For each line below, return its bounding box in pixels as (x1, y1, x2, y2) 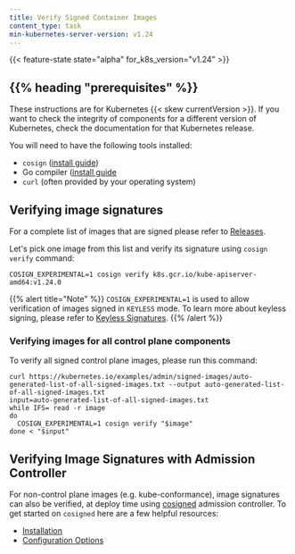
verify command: (9, 253, 75, 264)
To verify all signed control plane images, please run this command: (9, 355, 258, 366)
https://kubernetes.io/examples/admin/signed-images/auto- (29, 373, 253, 382)
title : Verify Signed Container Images (9, 13, 158, 22)
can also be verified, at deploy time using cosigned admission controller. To (9, 499, 287, 509)
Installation (21, 525, 63, 536)
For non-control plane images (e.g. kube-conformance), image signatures (9, 489, 281, 500)
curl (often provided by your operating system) (21, 176, 196, 188)
